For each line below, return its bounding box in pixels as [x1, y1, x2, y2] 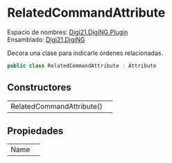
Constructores [7, 81, 71, 93]
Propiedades [7, 125, 64, 137]
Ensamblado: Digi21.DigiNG [7, 35, 85, 43]
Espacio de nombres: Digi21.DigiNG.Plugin [7, 28, 128, 36]
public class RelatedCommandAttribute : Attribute [7, 62, 157, 69]
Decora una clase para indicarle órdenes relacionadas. [7, 49, 164, 57]
